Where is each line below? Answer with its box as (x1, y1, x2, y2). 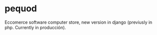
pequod (4, 3, 38, 14)
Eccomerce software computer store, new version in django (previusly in (4, 19, 153, 25)
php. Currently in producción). (4, 24, 66, 30)
